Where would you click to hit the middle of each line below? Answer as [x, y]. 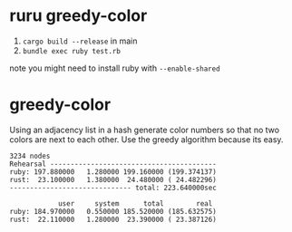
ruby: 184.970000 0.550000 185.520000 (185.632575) [113, 211]
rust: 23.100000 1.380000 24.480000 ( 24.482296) [113, 179]
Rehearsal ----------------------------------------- [113, 164]
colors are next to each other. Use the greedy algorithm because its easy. [146, 139]
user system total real [135, 203]
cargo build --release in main [80, 41]
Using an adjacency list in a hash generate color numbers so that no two [144, 130]
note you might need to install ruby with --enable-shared [115, 68]
